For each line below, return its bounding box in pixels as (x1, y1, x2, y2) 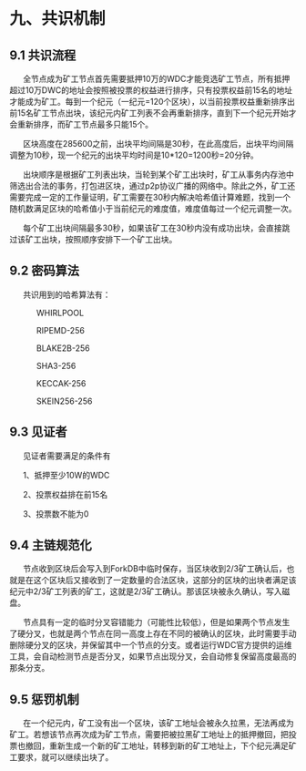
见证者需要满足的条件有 (22, 450, 111, 461)
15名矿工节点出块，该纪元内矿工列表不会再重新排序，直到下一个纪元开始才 (16, 108, 297, 118)
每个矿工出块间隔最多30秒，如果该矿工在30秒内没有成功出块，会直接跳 (22, 222, 291, 233)
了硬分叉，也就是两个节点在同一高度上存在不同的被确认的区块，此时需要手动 (9, 628, 297, 639)
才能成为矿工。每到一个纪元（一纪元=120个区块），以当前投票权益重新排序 (9, 97, 288, 107)
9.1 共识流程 (9, 47, 76, 63)
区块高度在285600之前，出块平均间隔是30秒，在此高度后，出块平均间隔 (22, 139, 294, 149)
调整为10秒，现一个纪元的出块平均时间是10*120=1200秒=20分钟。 (9, 149, 259, 160)
